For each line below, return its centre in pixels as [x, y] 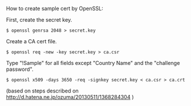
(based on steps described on [43, 91]
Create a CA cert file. [31, 41]
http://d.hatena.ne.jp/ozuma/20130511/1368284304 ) [70, 97]
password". [20, 69]
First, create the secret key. [39, 20]
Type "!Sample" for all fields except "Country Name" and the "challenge [93, 63]
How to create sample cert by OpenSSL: [55, 8]
